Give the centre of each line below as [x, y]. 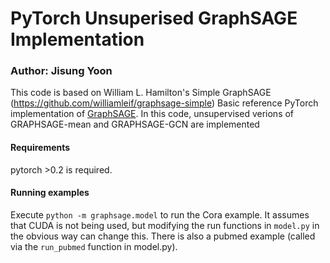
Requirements [40, 148]
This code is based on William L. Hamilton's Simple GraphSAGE [141, 93]
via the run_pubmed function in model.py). [94, 246]
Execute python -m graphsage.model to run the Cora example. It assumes [160, 214]
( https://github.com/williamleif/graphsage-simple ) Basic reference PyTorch [164, 103]
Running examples [50, 193]
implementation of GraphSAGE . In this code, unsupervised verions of [152, 114]
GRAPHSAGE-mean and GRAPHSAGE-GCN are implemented [135, 124]
